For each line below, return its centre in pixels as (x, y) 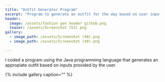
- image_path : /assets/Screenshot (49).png (55, 41)
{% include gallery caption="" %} (39, 74)
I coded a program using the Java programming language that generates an (82, 60)
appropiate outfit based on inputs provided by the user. (61, 65)
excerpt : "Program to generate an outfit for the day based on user (77, 14)
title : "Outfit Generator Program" (41, 10)
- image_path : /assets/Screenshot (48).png (55, 37)
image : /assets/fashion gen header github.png (58, 23)
